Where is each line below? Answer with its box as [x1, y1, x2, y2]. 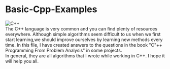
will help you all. [5, 58, 39, 64]
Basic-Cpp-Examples [5, 4, 97, 15]
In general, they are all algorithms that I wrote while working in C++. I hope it [5, 52, 165, 59]
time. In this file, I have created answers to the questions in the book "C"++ [5, 42, 162, 48]
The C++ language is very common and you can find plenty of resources [5, 25, 158, 31]
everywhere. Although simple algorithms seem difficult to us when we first [5, 31, 161, 37]
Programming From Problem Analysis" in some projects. [5, 47, 122, 53]
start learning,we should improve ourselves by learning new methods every [5, 37, 163, 43]
